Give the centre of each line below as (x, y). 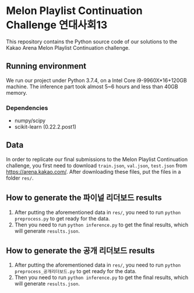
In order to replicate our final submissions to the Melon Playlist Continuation (97, 159)
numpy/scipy (30, 120)
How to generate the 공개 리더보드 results (81, 251)
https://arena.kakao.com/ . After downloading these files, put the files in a (94, 171)
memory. (17, 92)
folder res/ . (20, 178)
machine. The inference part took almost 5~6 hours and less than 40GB (92, 87)
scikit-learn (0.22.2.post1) (45, 127)
